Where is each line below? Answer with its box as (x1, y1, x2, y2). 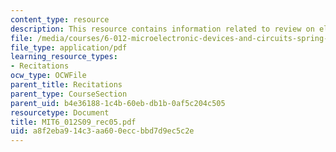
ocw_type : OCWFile (10, 71, 87, 81)
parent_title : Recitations (10, 80, 123, 90)
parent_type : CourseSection (10, 89, 128, 99)
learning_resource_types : (10, 52, 118, 62)
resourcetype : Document (10, 107, 110, 118)
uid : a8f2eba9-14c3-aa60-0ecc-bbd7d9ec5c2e (10, 126, 195, 136)
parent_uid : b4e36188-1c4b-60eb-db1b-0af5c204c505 (10, 98, 226, 108)
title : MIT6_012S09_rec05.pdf (10, 117, 137, 127)
